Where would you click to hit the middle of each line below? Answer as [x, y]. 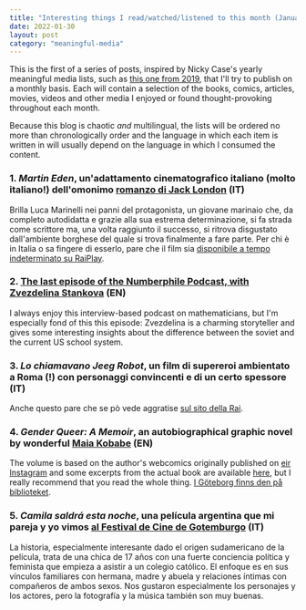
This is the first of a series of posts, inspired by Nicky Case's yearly [136, 69]
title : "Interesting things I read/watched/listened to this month [140, 18]
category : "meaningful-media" [67, 43]
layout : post [34, 35]
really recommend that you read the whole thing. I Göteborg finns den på [146, 482]
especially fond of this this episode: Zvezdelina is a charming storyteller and [152, 322]
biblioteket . [31, 492]
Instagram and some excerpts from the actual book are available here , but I [150, 473]
